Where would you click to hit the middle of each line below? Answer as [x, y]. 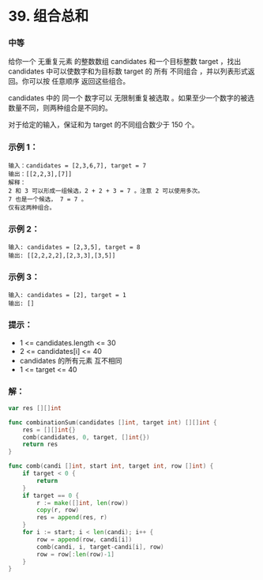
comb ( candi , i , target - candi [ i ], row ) [100, 547]
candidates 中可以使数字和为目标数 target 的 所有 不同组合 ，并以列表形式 [128, 71]
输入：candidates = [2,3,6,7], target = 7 [77, 166]
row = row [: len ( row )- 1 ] [75, 554]
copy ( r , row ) [58, 510]
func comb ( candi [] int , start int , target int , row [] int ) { [111, 466]
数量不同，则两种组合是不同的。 [60, 108]
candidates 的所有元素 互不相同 [71, 360]
